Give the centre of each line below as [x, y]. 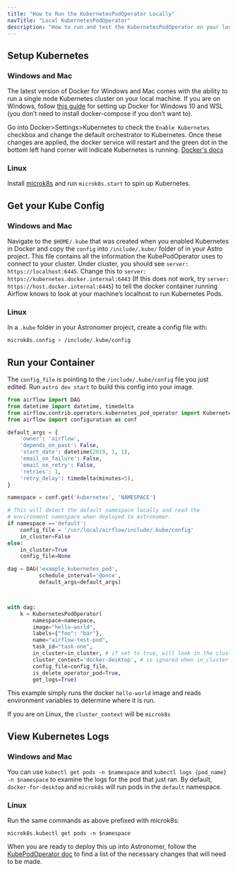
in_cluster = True [44, 550]
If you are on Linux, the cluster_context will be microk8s [89, 714]
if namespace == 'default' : [47, 523]
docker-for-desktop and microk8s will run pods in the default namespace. [115, 787]
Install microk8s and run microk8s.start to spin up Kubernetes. [99, 184]
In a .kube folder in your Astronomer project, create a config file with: [108, 327]
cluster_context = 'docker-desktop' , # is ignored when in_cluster [131, 660]
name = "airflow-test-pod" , [71, 640]
